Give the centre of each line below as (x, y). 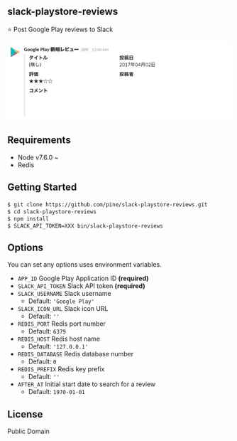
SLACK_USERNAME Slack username (64, 294)
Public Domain (28, 431)
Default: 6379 (47, 331)
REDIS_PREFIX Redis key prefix (61, 369)
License (25, 414)
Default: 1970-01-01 (56, 392)
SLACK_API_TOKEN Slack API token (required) (81, 286)
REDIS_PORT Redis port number (62, 324)
